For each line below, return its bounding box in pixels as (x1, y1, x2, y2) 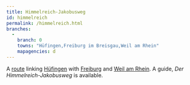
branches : (6, 25, 32, 32)
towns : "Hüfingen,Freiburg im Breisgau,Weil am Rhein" (17, 43, 160, 49)
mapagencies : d (17, 49, 56, 55)
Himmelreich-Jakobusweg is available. (6, 71, 104, 79)
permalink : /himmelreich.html (6, 20, 83, 26)
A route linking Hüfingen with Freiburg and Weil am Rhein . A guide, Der (6, 65, 184, 72)
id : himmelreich (6, 15, 47, 21)
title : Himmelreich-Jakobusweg (6, 8, 86, 15)
